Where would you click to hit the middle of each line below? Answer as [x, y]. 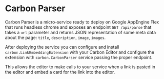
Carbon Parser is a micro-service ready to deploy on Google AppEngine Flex [82, 22]
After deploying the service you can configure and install [62, 47]
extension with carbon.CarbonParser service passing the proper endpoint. [79, 57]
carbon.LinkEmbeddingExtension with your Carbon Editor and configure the [80, 52]
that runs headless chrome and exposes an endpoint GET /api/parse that [78, 27]
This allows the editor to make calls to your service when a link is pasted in [80, 67]
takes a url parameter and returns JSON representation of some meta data [81, 32]
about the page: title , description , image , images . [55, 38]
